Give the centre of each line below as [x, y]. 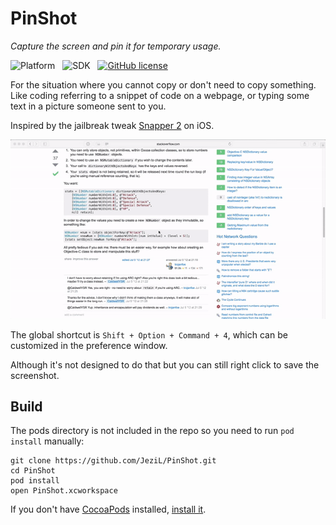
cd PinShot [33, 471]
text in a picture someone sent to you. [88, 106]
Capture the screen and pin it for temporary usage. [116, 46]
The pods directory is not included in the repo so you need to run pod [152, 431]
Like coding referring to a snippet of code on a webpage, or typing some [160, 95]
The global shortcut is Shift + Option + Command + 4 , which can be [149, 334]
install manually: [47, 441]
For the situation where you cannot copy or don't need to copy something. [163, 84]
